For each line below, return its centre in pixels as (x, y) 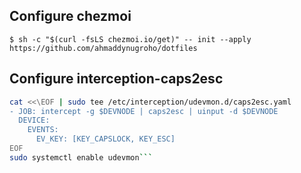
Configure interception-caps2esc (116, 79)
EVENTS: (43, 130)
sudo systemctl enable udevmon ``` (81, 157)
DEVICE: (34, 120)
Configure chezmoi (70, 16)
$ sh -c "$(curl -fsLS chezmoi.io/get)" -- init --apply (130, 39)
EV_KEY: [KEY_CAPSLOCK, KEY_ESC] (105, 139)
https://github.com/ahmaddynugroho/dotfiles (103, 48)
